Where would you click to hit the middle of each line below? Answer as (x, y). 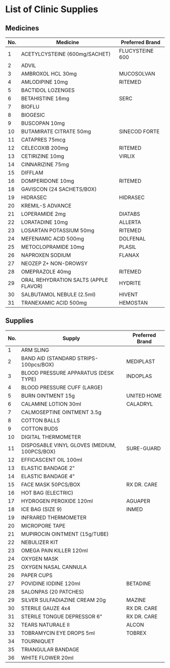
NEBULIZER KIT (40, 542)
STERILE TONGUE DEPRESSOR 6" (62, 616)
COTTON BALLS (40, 420)
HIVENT (128, 294)
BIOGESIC (33, 115)
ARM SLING (35, 350)
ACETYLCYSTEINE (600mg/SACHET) (66, 54)
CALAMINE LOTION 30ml (51, 404)
